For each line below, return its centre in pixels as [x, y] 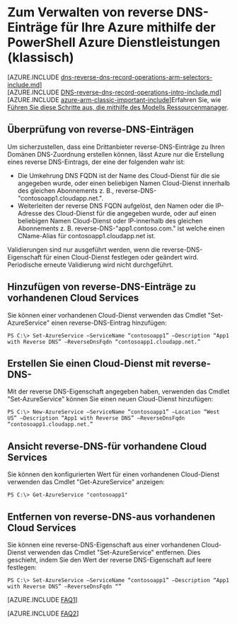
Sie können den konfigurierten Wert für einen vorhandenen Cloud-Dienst [114, 474]
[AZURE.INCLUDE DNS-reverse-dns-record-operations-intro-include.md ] [114, 92]
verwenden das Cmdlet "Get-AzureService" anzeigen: [86, 482]
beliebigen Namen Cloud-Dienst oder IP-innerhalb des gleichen [110, 221]
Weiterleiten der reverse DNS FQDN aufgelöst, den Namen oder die [116, 206]
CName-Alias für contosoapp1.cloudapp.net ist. [86, 235]
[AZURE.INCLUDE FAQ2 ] [43, 613]
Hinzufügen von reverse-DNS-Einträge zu [102, 287]
